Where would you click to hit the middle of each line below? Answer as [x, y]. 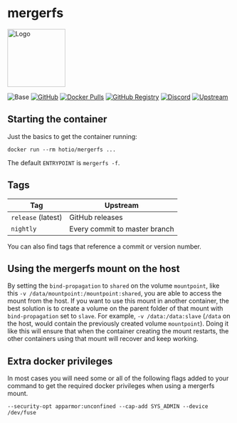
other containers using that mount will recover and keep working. [103, 339]
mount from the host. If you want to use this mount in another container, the [118, 301]
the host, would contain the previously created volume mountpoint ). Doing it [118, 324]
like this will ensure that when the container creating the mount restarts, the [118, 331]
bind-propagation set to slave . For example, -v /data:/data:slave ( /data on [119, 316]
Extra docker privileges [60, 361]
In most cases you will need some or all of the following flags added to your [118, 378]
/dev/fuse [22, 413]
